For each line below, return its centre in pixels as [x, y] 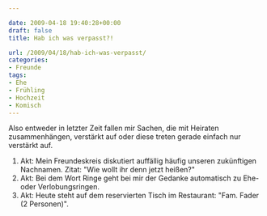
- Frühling [27, 90]
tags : [17, 75]
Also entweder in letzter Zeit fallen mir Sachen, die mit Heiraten [114, 128]
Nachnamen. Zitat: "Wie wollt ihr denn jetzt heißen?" [108, 170]
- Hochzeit [27, 98]
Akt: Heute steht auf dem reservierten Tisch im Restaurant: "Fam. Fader [140, 196]
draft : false [30, 30]
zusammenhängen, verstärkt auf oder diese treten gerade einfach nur [125, 137]
